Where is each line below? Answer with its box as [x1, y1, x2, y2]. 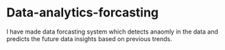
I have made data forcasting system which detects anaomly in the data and [6, 27, 219, 36]
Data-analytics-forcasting [6, 5, 159, 21]
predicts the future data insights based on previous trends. [6, 34, 172, 42]
